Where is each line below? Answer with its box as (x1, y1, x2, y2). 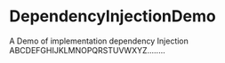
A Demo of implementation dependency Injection (9, 35, 189, 46)
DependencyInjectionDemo (9, 6, 216, 27)
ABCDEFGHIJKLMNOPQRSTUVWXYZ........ (9, 44, 166, 55)
